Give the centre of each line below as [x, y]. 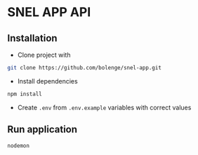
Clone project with [44, 55]
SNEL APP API [49, 12]
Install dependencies [48, 81]
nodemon [19, 146]
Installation [32, 38]
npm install [25, 94]
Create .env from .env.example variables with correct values [104, 107]
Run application [42, 129]
